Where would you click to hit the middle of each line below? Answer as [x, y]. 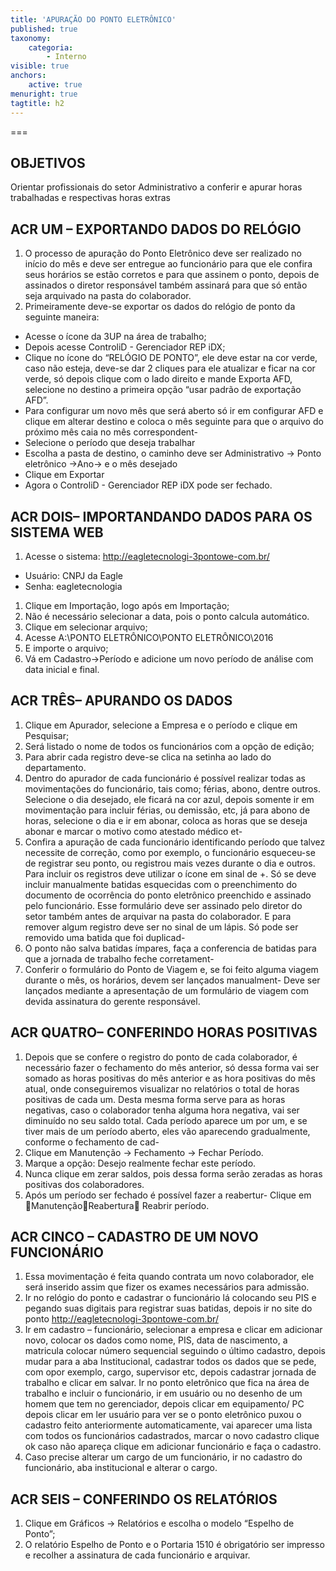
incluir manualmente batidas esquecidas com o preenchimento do [161, 884]
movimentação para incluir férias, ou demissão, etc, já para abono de [167, 810]
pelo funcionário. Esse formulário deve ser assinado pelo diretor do [163, 905]
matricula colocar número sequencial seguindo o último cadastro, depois [175, 1351]
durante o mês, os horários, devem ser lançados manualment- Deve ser [172, 980]
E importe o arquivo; [66, 648]
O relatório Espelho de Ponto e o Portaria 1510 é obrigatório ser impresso [174, 1545]
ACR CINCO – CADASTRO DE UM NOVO [134, 1236]
